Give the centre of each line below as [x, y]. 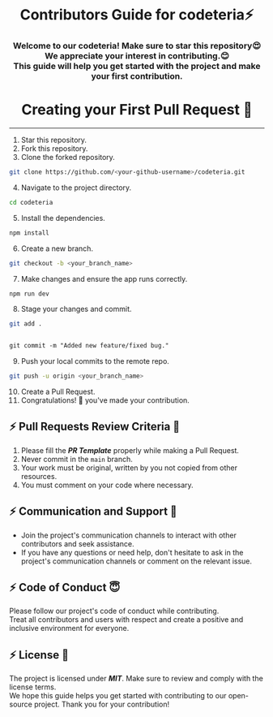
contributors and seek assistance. [77, 543]
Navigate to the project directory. [76, 188]
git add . [26, 324]
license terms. [33, 687]
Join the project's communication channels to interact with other [129, 535]
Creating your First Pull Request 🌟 [137, 110]
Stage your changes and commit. [76, 309]
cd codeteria [31, 202]
